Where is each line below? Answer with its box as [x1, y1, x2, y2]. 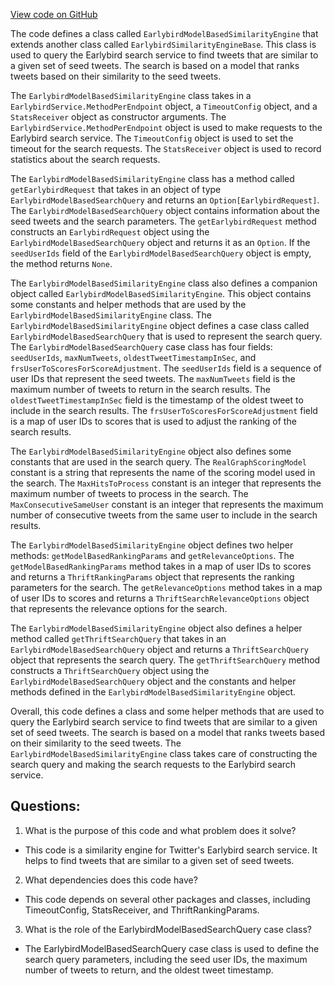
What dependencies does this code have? [24, 874, 198, 886]
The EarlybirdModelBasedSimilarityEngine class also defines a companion [10, 277, 318, 289]
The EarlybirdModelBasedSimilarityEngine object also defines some [10, 445, 292, 457]
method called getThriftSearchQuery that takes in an [10, 633, 227, 644]
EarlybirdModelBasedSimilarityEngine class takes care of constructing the [10, 748, 318, 759]
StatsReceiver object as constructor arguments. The [10, 111, 227, 123]
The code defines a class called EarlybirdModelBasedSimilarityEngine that [10, 28, 319, 39]
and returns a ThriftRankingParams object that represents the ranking [10, 571, 295, 583]
